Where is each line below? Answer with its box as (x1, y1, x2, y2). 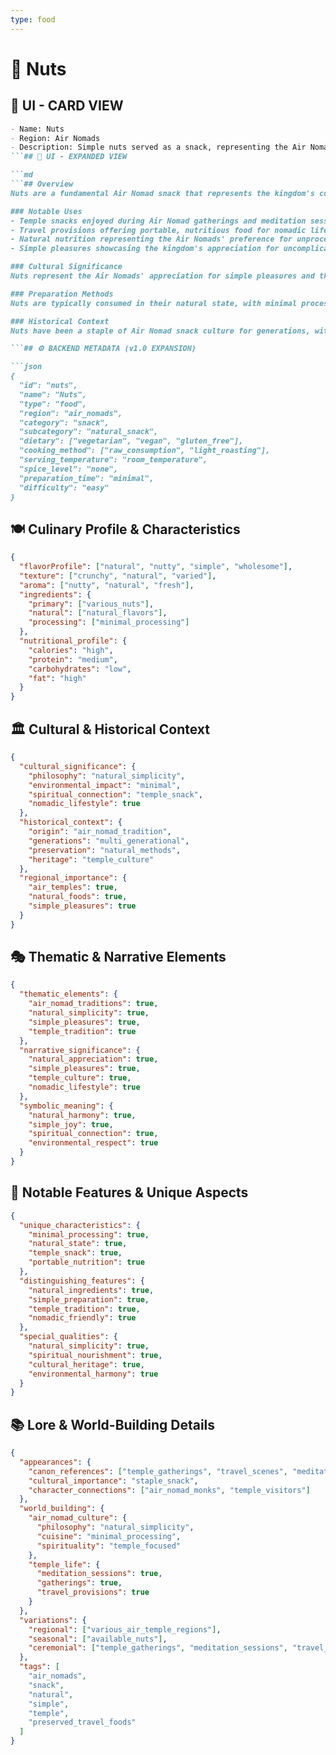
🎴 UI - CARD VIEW (10, 97, 124, 115)
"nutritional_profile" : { (19, 636, 128, 646)
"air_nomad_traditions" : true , (28, 999, 159, 1009)
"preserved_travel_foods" (28, 1717, 137, 1728)
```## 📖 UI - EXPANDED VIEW (10, 152, 128, 162)
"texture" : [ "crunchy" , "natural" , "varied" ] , (19, 571, 217, 581)
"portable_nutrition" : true (28, 1257, 145, 1268)
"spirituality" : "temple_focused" (36, 1541, 182, 1551)
